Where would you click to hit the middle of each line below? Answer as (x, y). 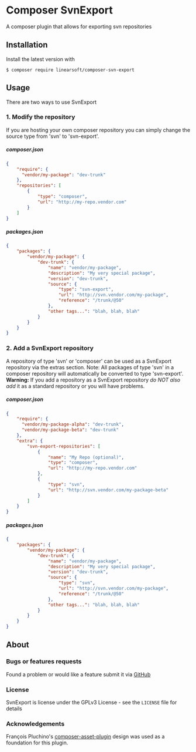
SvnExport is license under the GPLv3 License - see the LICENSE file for (92, 703)
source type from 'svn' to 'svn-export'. (53, 136)
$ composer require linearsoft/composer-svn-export (70, 70)
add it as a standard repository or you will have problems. (75, 386)
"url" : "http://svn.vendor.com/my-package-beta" (108, 490)
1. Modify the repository (41, 117)
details (14, 709)
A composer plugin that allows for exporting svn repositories (79, 26)
